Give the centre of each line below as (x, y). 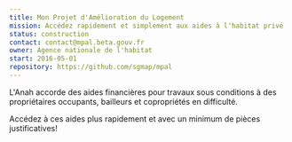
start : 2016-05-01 (43, 59)
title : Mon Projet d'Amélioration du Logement (97, 17)
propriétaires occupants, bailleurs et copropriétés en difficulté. (123, 101)
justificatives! (33, 128)
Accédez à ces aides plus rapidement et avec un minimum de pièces (135, 118)
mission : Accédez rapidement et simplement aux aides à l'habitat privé (146, 26)
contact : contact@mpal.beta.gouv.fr (77, 42)
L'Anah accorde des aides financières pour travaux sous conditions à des (143, 92)
